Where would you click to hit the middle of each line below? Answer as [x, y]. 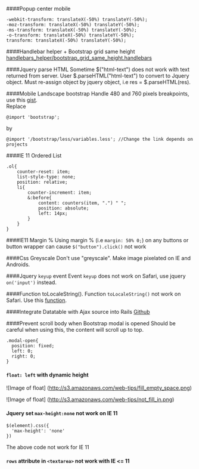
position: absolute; [63, 208]
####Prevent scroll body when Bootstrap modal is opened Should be [91, 323]
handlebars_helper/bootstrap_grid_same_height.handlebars [79, 58]
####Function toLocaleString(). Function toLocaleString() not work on [94, 294]
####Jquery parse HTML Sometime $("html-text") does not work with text [98, 69]
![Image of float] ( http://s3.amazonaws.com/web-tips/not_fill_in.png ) [90, 400]
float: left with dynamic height [47, 375]
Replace [16, 106]
